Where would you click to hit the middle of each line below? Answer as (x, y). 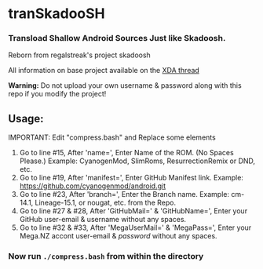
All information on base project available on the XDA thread (104, 71)
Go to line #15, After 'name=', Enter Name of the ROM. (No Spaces (126, 153)
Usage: (26, 118)
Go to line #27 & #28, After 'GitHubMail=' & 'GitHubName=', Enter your (133, 211)
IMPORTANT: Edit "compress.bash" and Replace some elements (112, 137)
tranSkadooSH (57, 14)
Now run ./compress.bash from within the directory (106, 256)
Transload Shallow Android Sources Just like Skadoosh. (117, 38)
